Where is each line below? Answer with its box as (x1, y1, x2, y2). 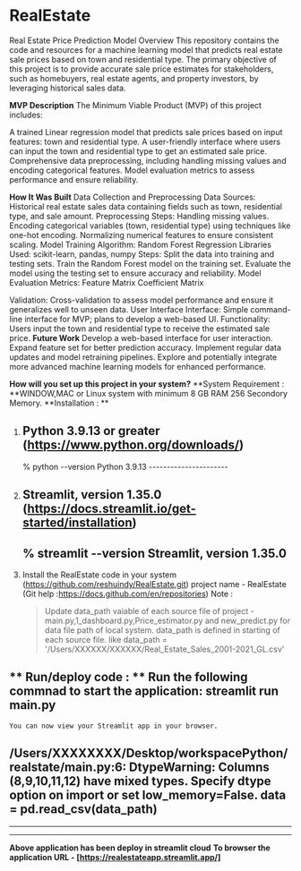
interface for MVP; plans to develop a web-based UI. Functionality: (24, 313, 271, 324)
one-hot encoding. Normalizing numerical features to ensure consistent (9, 229, 274, 240)
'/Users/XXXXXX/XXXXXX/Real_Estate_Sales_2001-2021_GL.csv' (44, 644, 285, 654)
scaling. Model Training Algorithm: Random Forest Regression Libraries (9, 239, 271, 250)
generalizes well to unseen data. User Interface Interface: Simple (9, 303, 249, 314)
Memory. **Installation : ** (9, 397, 109, 408)
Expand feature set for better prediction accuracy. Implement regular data (9, 342, 282, 353)
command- (250, 303, 291, 314)
